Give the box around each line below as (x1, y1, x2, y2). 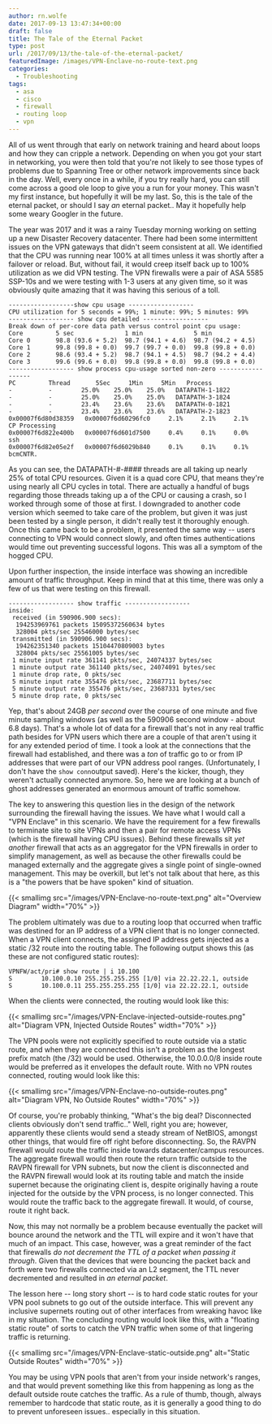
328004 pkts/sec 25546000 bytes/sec (15, 627, 140, 636)
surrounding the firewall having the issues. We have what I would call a (8, 807, 246, 817)
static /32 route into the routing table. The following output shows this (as (8, 943, 254, 953)
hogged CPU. (8, 550, 54, 561)
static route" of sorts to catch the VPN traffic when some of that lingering (8, 1323, 253, 1333)
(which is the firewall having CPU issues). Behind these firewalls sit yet (8, 833, 245, 843)
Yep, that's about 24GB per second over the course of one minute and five (8, 706, 258, 716)
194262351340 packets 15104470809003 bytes (15, 642, 165, 650)
